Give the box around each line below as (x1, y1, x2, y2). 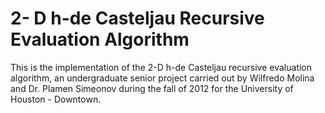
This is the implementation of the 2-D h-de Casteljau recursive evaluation (10, 61, 313, 73)
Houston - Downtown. (10, 93, 102, 105)
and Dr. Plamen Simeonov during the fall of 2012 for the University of (10, 82, 294, 94)
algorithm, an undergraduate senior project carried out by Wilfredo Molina (10, 72, 315, 84)
